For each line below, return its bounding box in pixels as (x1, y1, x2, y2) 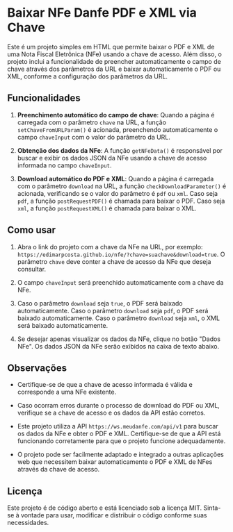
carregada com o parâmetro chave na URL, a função (17, 118, 167, 126)
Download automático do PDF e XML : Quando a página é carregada (17, 174, 214, 183)
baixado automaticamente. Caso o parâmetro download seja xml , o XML (17, 314, 220, 322)
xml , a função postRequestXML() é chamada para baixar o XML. (17, 203, 197, 213)
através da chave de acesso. (17, 465, 100, 474)
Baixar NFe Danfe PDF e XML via (7, 5, 197, 21)
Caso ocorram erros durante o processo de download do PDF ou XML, (17, 401, 220, 410)
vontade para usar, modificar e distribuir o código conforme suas (20, 511, 207, 519)
